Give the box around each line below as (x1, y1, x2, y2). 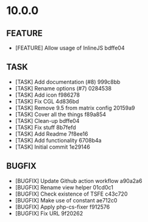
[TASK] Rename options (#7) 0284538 (15, 84, 111, 92)
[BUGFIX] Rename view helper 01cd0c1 (15, 183, 114, 191)
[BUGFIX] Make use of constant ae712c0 (15, 196, 118, 204)
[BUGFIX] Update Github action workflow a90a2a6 (15, 177, 143, 184)
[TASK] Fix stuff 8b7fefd (15, 124, 76, 131)
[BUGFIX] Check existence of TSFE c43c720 (15, 190, 128, 198)
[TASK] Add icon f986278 (15, 91, 80, 98)
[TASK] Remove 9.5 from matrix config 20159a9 (15, 104, 135, 111)
